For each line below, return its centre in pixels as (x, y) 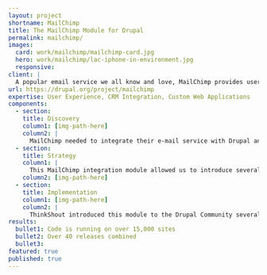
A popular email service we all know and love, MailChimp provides (130, 82)
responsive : (35, 67)
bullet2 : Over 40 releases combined (76, 237)
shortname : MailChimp (44, 23)
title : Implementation (60, 192)
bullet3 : (30, 244)
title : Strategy (50, 155)
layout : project (35, 15)
